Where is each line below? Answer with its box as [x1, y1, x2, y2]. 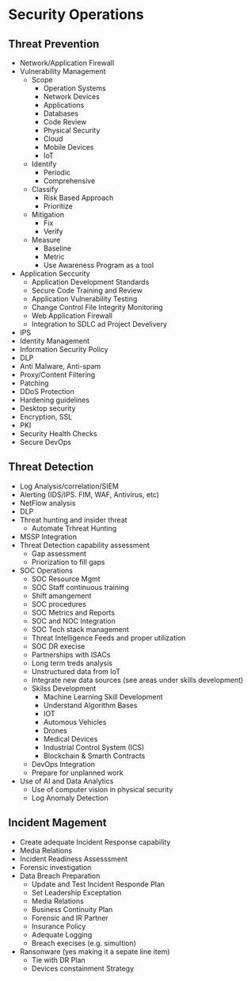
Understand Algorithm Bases [43, 700, 138, 710]
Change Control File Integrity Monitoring [31, 303, 164, 312]
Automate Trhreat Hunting [31, 523, 117, 533]
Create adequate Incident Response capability [19, 837, 171, 846]
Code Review [43, 117, 87, 126]
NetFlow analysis [19, 498, 76, 508]
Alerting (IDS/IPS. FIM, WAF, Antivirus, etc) [19, 489, 160, 499]
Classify [31, 185, 59, 194]
